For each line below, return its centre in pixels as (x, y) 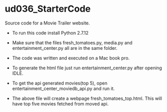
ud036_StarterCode (48, 9)
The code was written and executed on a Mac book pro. (71, 58)
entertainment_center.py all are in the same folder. (65, 48)
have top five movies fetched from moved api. (60, 104)
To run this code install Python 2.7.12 (50, 33)
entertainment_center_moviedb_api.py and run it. (63, 88)
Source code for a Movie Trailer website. (47, 23)
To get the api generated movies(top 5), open (60, 83)
